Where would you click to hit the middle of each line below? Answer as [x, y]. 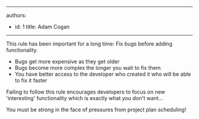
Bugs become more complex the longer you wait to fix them [88, 68]
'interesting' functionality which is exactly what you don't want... [85, 98]
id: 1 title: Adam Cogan [42, 27]
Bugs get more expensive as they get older [67, 62]
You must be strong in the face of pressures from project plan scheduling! [96, 110]
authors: [16, 15]
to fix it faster [31, 80]
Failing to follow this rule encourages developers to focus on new [86, 92]
